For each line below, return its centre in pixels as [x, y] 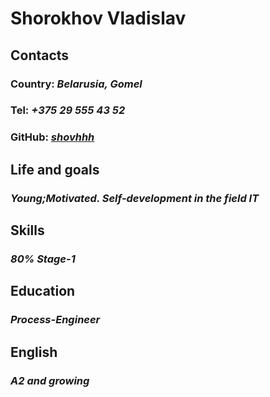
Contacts [40, 55]
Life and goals [55, 169]
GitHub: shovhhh [52, 137]
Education [43, 291]
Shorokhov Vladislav [98, 18]
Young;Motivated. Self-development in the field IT [135, 198]
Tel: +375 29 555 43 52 [68, 110]
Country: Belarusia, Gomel [76, 84]
